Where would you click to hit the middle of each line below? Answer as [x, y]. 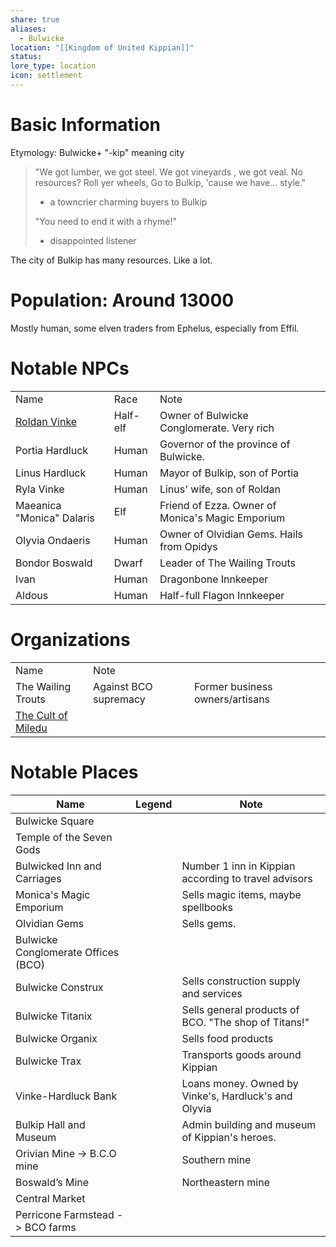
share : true [35, 19]
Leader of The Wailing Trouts [228, 563]
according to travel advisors [247, 878]
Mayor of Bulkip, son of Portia [229, 473]
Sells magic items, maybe [241, 894]
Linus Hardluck [51, 473]
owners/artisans [232, 699]
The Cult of [41, 715]
